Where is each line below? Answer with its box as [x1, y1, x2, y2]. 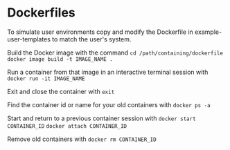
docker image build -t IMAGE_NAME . [7, 55, 113, 63]
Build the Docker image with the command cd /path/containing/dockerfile [7, 48, 224, 57]
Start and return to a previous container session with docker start [7, 114, 196, 122]
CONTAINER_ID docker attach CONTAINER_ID [7, 122, 127, 129]
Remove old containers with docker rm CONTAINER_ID [7, 135, 157, 143]
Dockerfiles [7, 5, 76, 21]
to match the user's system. [51, 35, 132, 43]
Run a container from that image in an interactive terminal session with [7, 68, 209, 76]
